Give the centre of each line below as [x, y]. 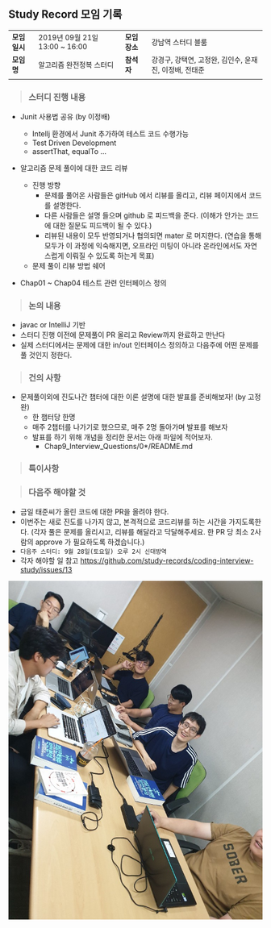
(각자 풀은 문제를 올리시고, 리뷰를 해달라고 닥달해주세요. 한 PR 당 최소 [140, 531]
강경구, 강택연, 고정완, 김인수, [197, 60]
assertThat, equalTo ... [69, 151]
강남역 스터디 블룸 [179, 42]
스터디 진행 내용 [57, 98]
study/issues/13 [46, 569]
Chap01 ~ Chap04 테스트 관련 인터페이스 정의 [93, 283]
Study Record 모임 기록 [65, 15]
